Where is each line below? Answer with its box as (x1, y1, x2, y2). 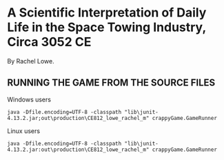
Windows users (7, 95, 52, 103)
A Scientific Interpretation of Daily (7, 5, 207, 21)
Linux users (7, 126, 40, 135)
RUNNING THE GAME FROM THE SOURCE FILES (7, 77, 216, 89)
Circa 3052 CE (7, 34, 92, 50)
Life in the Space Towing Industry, (7, 19, 207, 35)
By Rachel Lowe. (7, 57, 54, 65)
